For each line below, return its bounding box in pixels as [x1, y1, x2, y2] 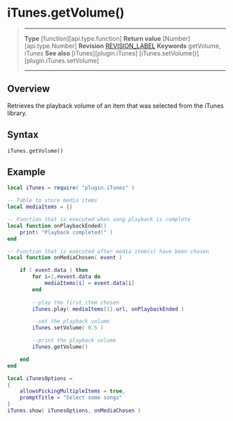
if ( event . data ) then [19, 267, 89, 274]
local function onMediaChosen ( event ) [7, 255, 123, 261]
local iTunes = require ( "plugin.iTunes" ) [7, 184, 135, 191]
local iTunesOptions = [7, 375, 73, 382]
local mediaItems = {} [7, 203, 73, 211]
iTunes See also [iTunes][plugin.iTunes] [24, 49, 138, 57]
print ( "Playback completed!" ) [19, 229, 113, 236]
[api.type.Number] [24, 42, 78, 50]
